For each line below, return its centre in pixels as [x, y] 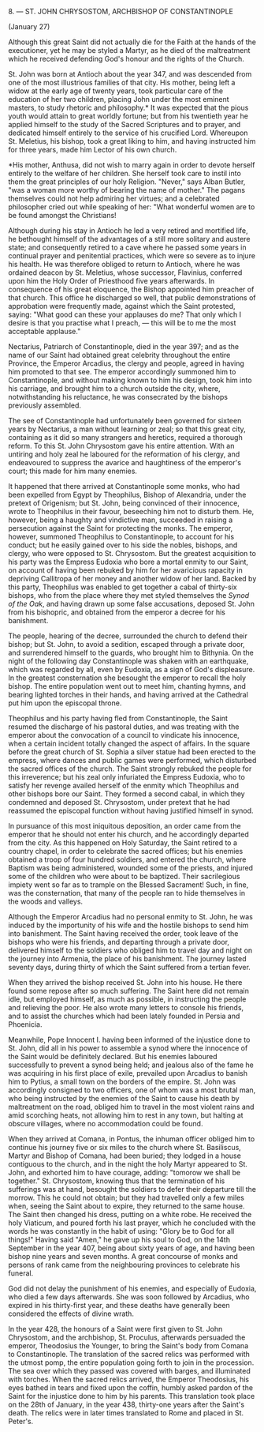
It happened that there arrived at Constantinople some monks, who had [124, 486]
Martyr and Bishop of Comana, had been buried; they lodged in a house [125, 1156]
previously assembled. [45, 405]
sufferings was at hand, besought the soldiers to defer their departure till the [132, 1189]
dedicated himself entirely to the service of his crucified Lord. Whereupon [128, 133]
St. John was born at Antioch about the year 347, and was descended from [130, 74]
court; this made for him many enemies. [73, 471]
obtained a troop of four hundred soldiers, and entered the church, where [127, 859]
